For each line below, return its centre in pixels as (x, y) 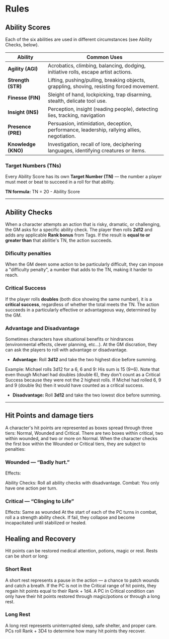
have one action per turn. (31, 488)
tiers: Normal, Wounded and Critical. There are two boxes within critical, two (84, 433)
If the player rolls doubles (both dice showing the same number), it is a (79, 299)
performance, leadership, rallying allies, (94, 130)
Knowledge (22, 144)
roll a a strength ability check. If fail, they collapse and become (70, 517)
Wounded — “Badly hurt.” (37, 462)
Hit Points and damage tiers (50, 416)
